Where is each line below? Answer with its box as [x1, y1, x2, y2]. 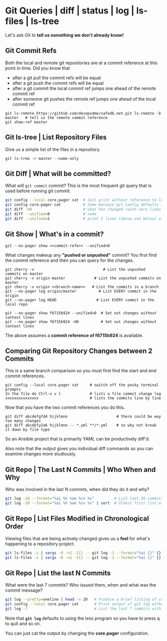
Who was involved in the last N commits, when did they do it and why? [5, 486, 150, 492]
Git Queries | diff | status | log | [5, 5, 135, 16]
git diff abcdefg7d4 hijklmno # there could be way [5, 414, 162, 419]
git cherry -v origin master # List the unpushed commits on [5, 276, 162, 281]
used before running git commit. [5, 188, 71, 194]
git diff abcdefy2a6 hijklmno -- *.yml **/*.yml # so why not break [5, 423, 157, 428]
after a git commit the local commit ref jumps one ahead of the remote [12, 85, 156, 91]
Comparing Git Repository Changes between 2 [5, 346, 153, 355]
